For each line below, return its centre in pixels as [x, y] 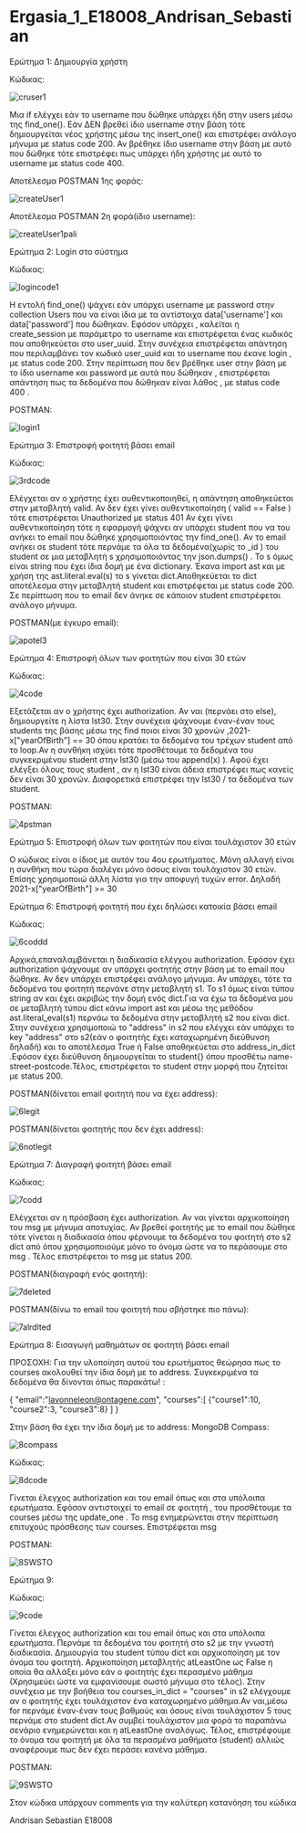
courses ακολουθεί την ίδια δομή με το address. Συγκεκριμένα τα [134, 1372]
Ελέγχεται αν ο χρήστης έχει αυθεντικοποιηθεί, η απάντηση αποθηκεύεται [152, 498]
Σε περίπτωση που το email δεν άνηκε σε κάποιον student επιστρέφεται [145, 595]
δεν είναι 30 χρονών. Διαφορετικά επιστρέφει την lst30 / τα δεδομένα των [152, 779]
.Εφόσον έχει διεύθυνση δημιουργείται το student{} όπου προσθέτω [138, 1056]
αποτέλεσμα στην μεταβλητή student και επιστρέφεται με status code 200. [152, 585]
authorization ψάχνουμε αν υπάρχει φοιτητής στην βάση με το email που [147, 969]
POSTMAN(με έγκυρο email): [64, 622]
